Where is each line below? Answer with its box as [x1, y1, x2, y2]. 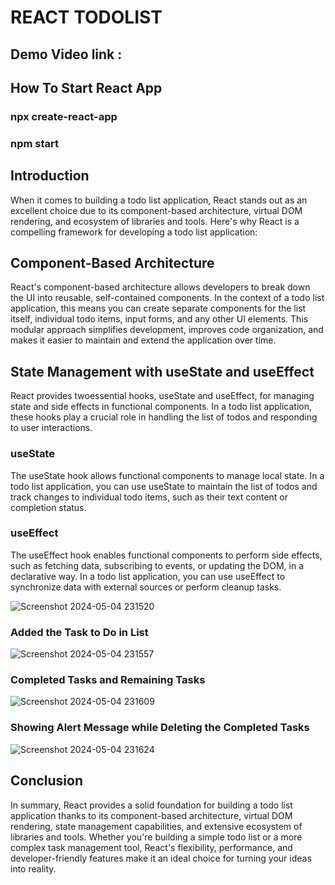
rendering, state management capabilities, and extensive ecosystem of [10, 820, 303, 832]
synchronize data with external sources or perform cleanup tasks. [10, 581, 282, 593]
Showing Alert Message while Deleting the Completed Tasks [10, 721, 310, 735]
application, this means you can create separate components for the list [10, 302, 307, 315]
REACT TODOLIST [10, 6, 163, 29]
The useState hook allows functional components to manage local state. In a [10, 469, 325, 481]
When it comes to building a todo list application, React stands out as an [10, 194, 308, 206]
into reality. [10, 862, 57, 875]
